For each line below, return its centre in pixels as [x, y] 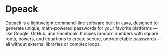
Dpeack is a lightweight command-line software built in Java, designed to [81, 23]
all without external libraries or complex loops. [53, 44]
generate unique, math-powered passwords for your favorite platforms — [81, 28]
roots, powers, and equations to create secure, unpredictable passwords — [84, 39]
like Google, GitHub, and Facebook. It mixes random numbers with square [82, 33]
